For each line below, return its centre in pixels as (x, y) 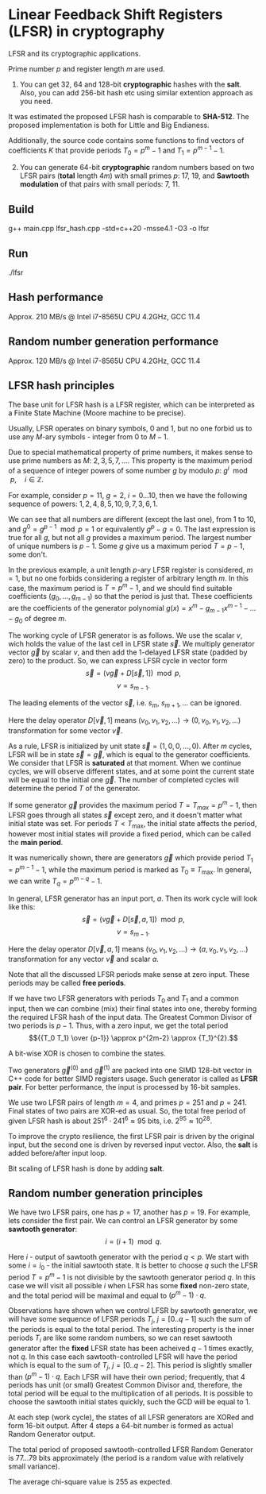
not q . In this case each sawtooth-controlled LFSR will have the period (123, 1357)
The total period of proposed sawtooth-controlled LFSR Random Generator (131, 1450)
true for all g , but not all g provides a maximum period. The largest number (130, 537)
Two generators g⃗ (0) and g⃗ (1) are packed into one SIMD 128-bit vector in (130, 1069)
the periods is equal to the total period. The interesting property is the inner (131, 1330)
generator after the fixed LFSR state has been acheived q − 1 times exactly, (131, 1349)
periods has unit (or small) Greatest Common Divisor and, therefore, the (125, 1385)
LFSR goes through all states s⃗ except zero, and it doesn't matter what (125, 815)
